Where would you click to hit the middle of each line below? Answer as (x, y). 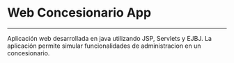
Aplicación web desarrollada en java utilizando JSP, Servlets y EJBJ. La (110, 38)
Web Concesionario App (79, 13)
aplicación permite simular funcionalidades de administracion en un (104, 46)
